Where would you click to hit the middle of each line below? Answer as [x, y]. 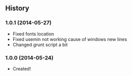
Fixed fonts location [33, 34]
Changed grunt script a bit [40, 45]
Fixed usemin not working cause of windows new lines [70, 39]
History [17, 8]
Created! [22, 68]
